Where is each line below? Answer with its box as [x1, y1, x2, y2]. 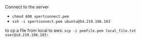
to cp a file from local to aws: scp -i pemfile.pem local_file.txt [5, 28, 136, 33]
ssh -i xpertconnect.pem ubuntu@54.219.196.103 [12, 19, 110, 24]
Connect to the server [5, 4, 49, 10]
